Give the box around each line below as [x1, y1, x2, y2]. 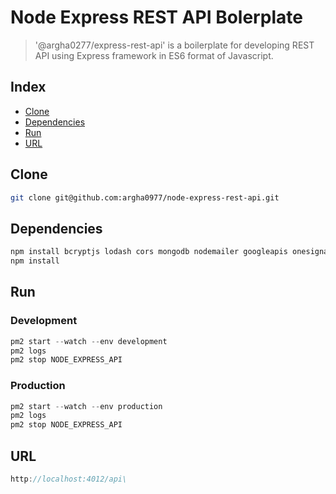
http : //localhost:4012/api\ [10, 474, 128, 485]
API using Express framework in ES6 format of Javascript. [34, 49, 274, 61]
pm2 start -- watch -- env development [10, 336, 168, 346]
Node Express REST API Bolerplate [10, 6, 303, 29]
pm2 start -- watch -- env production [10, 401, 163, 411]
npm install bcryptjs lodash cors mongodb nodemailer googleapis [10, 247, 288, 257]
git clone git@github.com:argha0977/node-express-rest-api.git [10, 192, 280, 203]
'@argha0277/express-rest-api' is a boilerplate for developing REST [34, 39, 315, 51]
